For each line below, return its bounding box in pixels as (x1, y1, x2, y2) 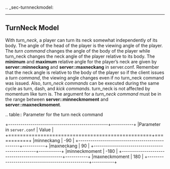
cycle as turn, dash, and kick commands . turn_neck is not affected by (5, 86, 150, 92)
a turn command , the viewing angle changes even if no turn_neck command (5, 74, 164, 80)
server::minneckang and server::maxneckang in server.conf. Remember (5, 64, 159, 70)
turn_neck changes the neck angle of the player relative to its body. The (5, 53, 155, 59)
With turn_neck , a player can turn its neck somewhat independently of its (5, 37, 158, 43)
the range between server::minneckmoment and (5, 96, 109, 102)
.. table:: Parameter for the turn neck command (5, 111, 103, 117)
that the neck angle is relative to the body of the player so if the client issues (5, 69, 164, 75)
